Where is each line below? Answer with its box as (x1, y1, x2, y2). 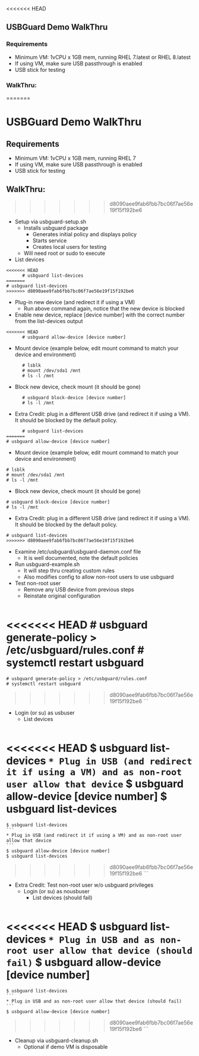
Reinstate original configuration (23, 592, 101, 599)
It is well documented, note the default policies (23, 554, 138, 561)
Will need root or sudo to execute (23, 249, 106, 257)
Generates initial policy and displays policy (32, 230, 137, 238)
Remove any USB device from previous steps (23, 586, 135, 593)
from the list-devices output (14, 317, 83, 324)
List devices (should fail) (32, 894, 93, 901)
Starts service (32, 237, 67, 244)
